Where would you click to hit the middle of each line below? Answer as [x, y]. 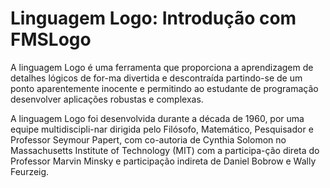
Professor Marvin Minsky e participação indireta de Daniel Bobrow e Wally [163, 161]
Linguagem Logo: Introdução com [153, 18]
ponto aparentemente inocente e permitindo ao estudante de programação [164, 88]
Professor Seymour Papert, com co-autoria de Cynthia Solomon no [148, 139]
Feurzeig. [30, 171]
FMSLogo [51, 39]
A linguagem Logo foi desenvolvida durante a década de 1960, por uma [157, 118]
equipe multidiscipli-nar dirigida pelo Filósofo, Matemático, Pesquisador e [162, 129]
